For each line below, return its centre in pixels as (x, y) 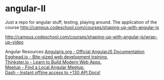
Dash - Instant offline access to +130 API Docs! (53, 72)
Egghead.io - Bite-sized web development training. (56, 56)
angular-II (25, 9)
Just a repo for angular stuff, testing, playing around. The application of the (81, 22)
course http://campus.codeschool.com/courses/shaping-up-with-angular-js (82, 27)
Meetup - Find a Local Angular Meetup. (45, 67)
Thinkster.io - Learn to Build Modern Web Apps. (53, 62)
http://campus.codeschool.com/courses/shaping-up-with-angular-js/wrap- (82, 37)
